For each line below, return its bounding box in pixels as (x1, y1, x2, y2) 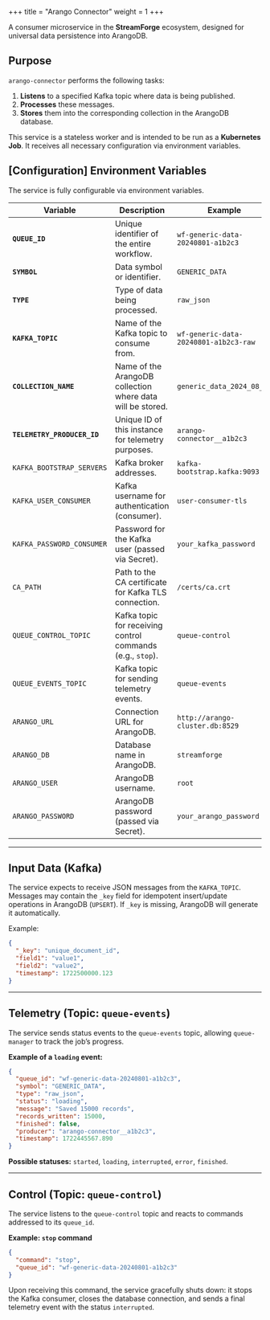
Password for (115, 523, 166, 534)
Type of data (115, 284, 163, 296)
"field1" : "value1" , (15, 954, 84, 962)
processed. (115, 304, 158, 316)
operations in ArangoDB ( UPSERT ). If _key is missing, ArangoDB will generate (8, 900, 259, 909)
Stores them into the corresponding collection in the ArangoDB (19, 108, 229, 117)
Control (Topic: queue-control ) (8, 1187, 162, 1201)
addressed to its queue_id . (8, 1217, 95, 1227)
